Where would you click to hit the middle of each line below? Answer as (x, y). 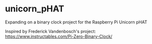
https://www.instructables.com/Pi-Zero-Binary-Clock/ (59, 36)
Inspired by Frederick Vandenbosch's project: (50, 31)
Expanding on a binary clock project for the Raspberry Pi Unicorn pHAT (76, 22)
